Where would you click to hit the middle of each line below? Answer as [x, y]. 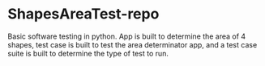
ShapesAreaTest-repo [83, 14]
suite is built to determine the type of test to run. [88, 53]
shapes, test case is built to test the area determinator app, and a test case [132, 44]
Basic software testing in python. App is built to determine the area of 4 [127, 36]
